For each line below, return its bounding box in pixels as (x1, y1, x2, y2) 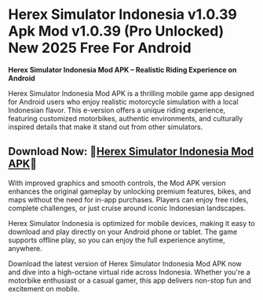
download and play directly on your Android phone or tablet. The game (8, 227, 238, 236)
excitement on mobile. (8, 283, 80, 293)
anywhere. (8, 243, 42, 253)
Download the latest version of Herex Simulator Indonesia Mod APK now (8, 258, 242, 269)
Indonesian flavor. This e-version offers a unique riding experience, (8, 105, 226, 115)
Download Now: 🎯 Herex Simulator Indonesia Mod (8, 145, 254, 158)
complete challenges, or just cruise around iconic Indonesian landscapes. (8, 203, 247, 213)
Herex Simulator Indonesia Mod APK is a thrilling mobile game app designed (8, 88, 254, 98)
